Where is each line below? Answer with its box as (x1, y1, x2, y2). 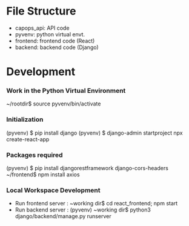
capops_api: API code (15, 24, 70, 32)
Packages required (6, 150, 63, 159)
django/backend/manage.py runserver (15, 213, 111, 220)
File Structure (6, 4, 76, 18)
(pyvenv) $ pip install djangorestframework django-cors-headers (6, 165, 168, 172)
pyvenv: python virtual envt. (15, 30, 85, 38)
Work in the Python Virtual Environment (6, 87, 126, 95)
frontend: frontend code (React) (15, 37, 95, 44)
